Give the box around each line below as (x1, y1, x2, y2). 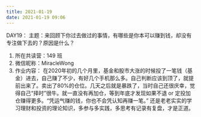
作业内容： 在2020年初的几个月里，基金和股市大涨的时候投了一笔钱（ (14, 67, 188, 74)
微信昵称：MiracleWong (14, 59, 74, 67)
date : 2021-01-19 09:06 (6, 14, 66, 20)
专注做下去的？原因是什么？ (6, 39, 75, 46)
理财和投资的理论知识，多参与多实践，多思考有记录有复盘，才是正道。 (20, 104, 194, 112)
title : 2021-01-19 (6, 8, 52, 15)
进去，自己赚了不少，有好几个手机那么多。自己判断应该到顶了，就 (25, 74, 189, 82)
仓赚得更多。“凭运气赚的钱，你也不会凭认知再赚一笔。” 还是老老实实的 (14, 97, 187, 104)
